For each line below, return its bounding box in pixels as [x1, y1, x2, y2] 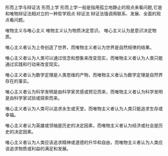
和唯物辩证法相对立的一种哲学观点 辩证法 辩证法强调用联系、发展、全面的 [5, 10, 156, 16]
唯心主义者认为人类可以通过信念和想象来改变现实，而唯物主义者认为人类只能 [5, 55, 163, 61]
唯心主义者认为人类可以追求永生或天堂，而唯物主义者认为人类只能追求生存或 [5, 105, 163, 111]
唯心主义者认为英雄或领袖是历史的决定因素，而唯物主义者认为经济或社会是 [5, 122, 158, 128]
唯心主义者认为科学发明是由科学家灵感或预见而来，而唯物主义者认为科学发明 [5, 89, 163, 94]
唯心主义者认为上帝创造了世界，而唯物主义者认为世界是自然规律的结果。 [5, 44, 154, 50]
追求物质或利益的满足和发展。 [9, 145, 71, 151]
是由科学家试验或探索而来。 [5, 95, 62, 101]
